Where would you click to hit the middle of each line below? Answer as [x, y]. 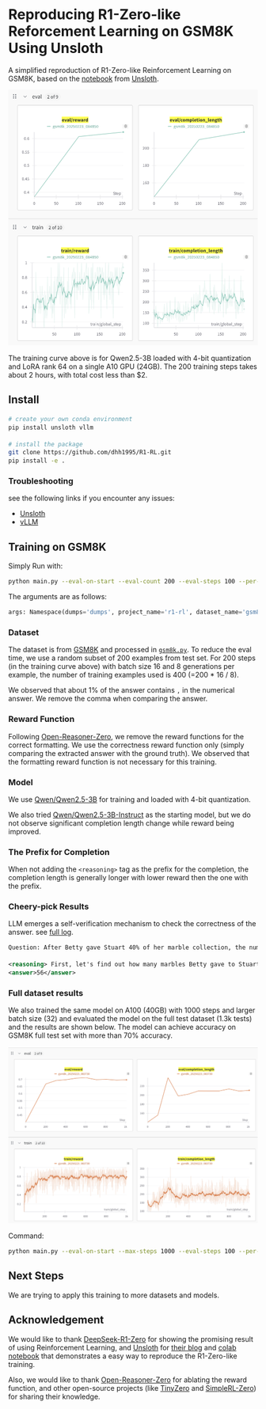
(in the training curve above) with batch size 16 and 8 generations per [122, 667]
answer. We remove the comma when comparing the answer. [108, 699]
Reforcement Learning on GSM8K [121, 31]
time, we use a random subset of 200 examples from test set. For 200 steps [132, 658]
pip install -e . [37, 461]
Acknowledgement [56, 1320]
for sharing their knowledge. [54, 1396]
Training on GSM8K [57, 547]
